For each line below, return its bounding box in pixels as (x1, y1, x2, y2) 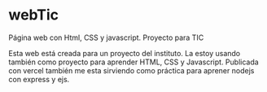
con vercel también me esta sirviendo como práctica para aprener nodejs (8, 65, 255, 75)
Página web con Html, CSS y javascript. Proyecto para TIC (8, 33, 204, 42)
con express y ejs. (8, 74, 70, 84)
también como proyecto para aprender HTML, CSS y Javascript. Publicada (8, 57, 259, 67)
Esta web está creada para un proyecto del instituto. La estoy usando (8, 48, 241, 58)
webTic (8, 6, 59, 24)
